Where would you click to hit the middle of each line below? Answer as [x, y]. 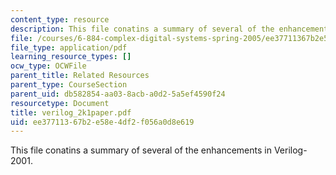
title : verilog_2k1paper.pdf [71, 112]
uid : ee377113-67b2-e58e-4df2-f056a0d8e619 [102, 122]
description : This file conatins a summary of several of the [142, 29]
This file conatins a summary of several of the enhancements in [141, 150]
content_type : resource [60, 19]
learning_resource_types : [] [71, 57]
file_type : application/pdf [69, 47]
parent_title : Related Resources [80, 76]
